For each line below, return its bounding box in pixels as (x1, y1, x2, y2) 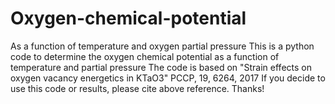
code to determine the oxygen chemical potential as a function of (10, 50, 280, 62)
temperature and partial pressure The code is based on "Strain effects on (10, 61, 312, 73)
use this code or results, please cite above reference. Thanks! (10, 82, 265, 94)
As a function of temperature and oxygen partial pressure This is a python (10, 40, 315, 52)
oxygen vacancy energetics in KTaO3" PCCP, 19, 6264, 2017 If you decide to (10, 72, 326, 84)
